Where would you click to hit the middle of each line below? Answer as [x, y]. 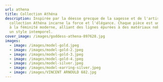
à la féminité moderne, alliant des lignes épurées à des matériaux [80, 27]
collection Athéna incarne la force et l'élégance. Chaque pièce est [81, 23]
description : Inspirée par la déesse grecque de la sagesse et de [73, 18]
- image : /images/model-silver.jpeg [46, 63]
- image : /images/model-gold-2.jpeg [46, 50]
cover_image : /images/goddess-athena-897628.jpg [55, 37]
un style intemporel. [31, 32]
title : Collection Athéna [31, 14]
